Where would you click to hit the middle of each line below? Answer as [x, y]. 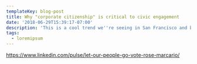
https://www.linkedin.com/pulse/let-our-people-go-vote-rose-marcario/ [93, 55]
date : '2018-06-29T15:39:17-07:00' [50, 22]
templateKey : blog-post [35, 11]
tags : [13, 33]
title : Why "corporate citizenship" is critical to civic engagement [93, 17]
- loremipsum [27, 38]
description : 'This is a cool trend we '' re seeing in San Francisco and [97, 28]
